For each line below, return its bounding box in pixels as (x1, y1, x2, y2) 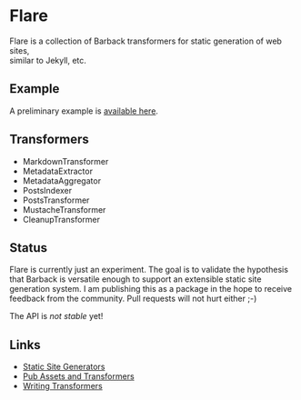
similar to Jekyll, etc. (9, 55, 86, 65)
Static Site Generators (22, 361, 105, 373)
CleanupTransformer (22, 214, 100, 225)
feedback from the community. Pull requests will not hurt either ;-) (9, 293, 257, 305)
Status (9, 240, 48, 255)
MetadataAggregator (22, 175, 102, 186)
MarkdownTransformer (22, 155, 109, 166)
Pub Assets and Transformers (22, 371, 135, 382)
